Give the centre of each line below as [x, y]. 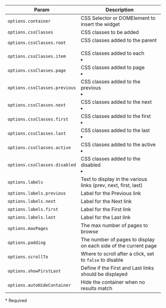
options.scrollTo [28, 257]
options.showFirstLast [34, 271]
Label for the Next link [106, 201]
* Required [16, 300]
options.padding [27, 243]
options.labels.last [32, 217]
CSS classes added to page [113, 67]
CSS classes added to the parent [119, 40]
